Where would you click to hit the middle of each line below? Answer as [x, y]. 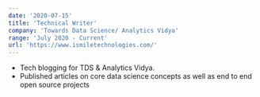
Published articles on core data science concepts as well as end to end [136, 76]
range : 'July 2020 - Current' [58, 38]
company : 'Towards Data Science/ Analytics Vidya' [94, 30]
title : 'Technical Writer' [53, 23]
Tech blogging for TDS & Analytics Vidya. [87, 68]
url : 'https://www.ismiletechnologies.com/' [83, 45]
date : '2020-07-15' [40, 16]
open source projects [54, 85]
